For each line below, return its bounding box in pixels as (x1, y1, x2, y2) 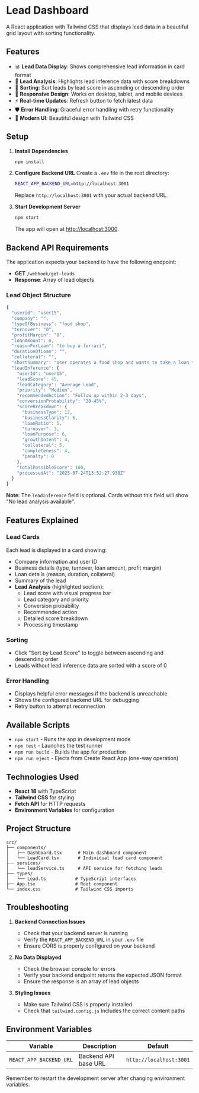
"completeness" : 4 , (21, 448, 70, 454)
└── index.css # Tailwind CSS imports (6, 886, 134, 892)
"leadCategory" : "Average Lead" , (17, 382, 99, 387)
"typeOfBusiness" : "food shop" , (11, 321, 92, 327)
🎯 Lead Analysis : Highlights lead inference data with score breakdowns (14, 78, 190, 85)
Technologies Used (6, 772, 79, 782)
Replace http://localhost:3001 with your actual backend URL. (14, 192, 168, 199)
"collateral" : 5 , (21, 443, 65, 449)
